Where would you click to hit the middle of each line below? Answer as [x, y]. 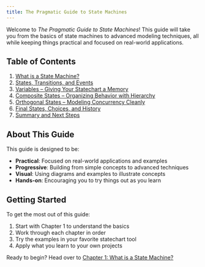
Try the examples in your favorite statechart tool [76, 240]
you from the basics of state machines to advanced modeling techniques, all [102, 36]
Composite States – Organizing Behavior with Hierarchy [85, 96]
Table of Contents [41, 62]
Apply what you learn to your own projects [69, 246]
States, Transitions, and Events [54, 82]
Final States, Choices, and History [58, 109]
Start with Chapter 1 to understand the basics [72, 226]
